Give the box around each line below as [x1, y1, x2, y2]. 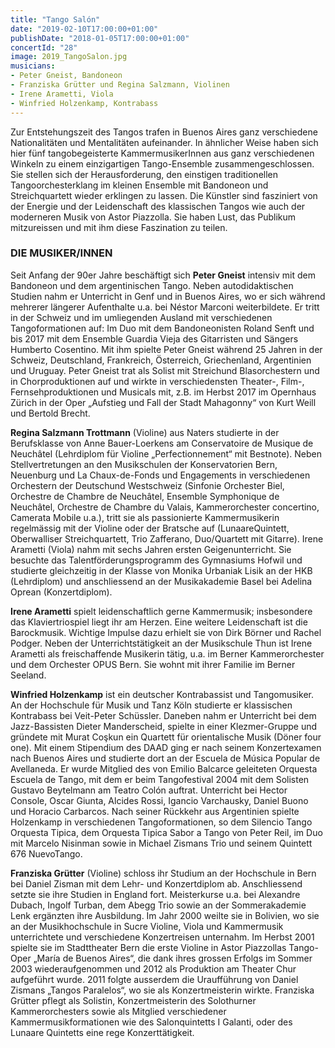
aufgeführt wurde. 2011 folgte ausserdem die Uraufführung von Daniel [10, 973, 299, 985]
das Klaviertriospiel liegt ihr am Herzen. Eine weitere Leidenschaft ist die [10, 616, 308, 628]
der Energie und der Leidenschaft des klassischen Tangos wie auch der [10, 200, 306, 212]
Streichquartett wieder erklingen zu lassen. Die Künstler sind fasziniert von [10, 189, 318, 201]
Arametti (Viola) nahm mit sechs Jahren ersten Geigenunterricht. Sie [10, 543, 292, 555]
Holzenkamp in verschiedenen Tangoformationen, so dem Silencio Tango [10, 816, 313, 828]
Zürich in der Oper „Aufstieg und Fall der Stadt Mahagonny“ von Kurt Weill [10, 396, 317, 408]
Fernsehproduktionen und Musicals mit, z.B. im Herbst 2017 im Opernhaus [10, 386, 317, 398]
